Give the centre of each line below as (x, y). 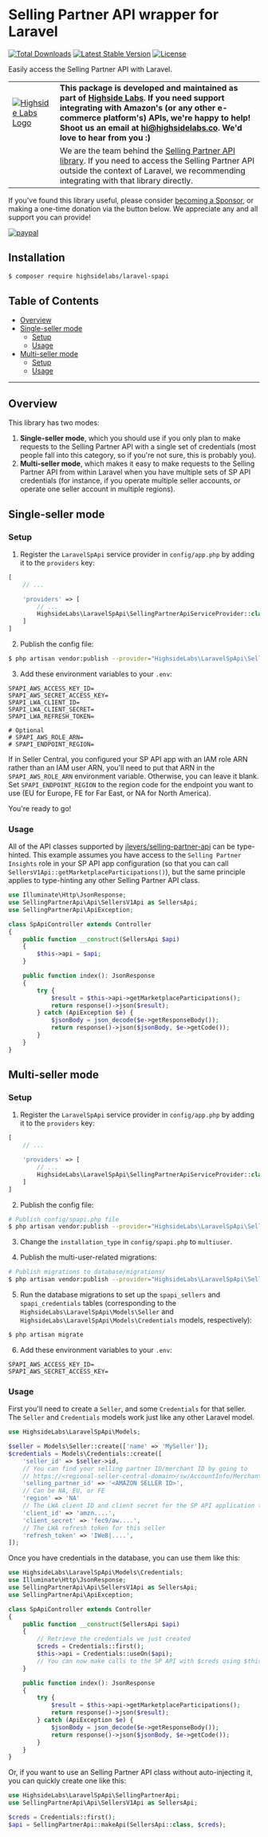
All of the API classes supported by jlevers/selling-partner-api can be (122, 846)
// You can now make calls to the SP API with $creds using (139, 1661)
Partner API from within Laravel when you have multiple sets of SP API (135, 472)
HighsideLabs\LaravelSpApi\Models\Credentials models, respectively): (136, 1320)
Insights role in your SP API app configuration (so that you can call (118, 864)
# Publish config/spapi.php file (64, 1219)
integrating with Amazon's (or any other (138, 108)
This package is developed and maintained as (149, 88)
